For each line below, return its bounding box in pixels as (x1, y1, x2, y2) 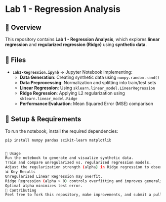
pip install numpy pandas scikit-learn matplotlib (5, 138, 112, 143)
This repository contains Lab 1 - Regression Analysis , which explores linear (5, 36, 160, 42)
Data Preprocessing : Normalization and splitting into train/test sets (19, 79, 157, 85)
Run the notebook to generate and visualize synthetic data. (5, 155, 134, 160)
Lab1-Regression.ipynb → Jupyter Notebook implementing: (12, 69, 132, 75)
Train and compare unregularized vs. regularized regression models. (5, 160, 152, 165)
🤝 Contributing (5, 188, 37, 193)
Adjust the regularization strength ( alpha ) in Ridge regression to (5, 165, 149, 170)
